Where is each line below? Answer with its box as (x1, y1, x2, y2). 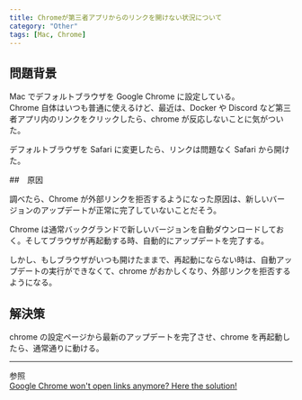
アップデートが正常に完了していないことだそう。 (40, 205, 222, 216)
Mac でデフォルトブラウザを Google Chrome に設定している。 (9, 91, 240, 102)
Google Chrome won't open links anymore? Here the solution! (9, 380, 238, 391)
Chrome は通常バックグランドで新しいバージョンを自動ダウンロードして (9, 224, 277, 235)
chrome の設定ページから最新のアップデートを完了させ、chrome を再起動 (9, 332, 283, 342)
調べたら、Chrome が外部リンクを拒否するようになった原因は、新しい (9, 194, 270, 205)
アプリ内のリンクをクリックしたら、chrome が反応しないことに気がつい (16, 114, 285, 124)
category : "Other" (9, 22, 78, 31)
